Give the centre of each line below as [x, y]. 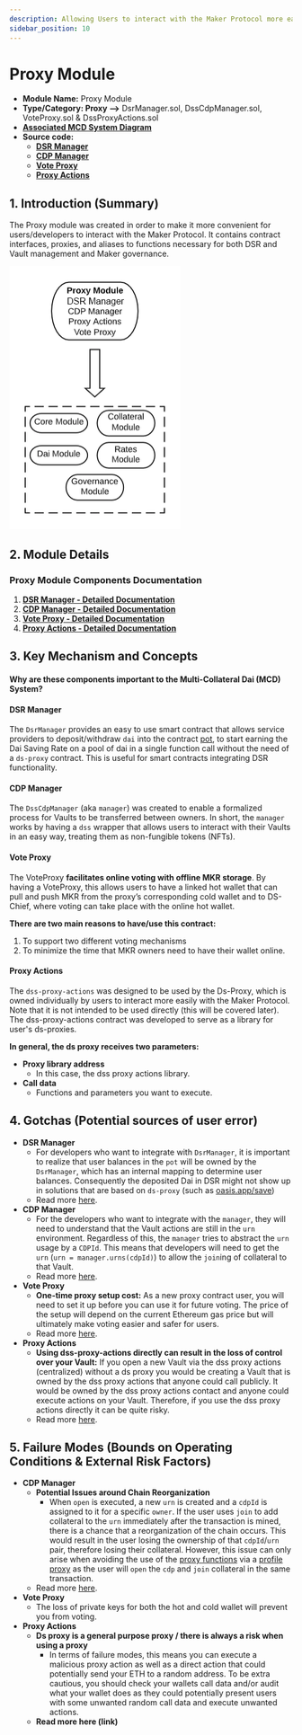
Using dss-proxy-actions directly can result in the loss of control [159, 1352]
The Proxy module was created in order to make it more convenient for [140, 226]
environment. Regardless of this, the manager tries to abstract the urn [162, 1238]
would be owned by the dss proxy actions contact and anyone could [162, 1390]
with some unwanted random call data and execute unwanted [163, 1703]
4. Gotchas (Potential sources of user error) [133, 1121]
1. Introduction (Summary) [84, 204]
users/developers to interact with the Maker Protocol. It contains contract [145, 235]
